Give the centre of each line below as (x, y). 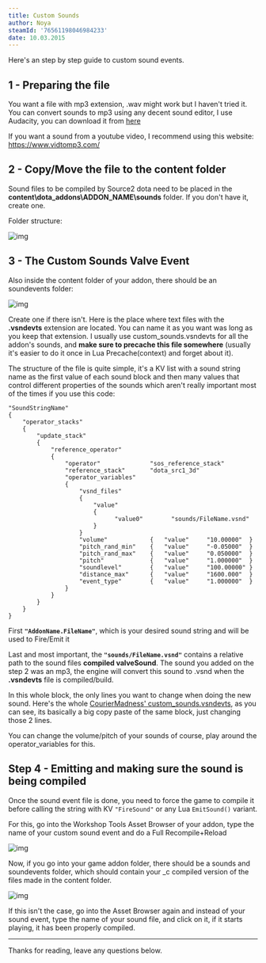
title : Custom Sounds (44, 15)
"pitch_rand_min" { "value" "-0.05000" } (166, 546)
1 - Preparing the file (59, 85)
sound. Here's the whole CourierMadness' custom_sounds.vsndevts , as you (133, 703)
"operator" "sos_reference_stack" (144, 463)
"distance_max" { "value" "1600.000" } (166, 574)
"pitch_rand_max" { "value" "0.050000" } (166, 554)
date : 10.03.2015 (37, 38)
